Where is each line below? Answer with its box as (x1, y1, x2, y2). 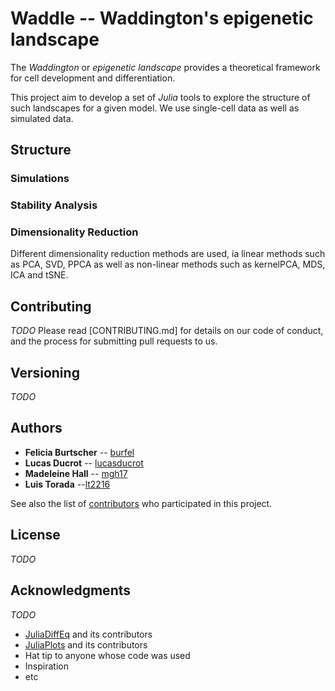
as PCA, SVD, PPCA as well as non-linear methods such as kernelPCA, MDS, (10, 258, 326, 271)
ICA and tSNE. (10, 269, 69, 281)
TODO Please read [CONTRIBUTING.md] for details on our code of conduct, (10, 325, 324, 337)
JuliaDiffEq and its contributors (24, 628, 153, 640)
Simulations (10, 172, 70, 186)
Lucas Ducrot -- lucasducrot (24, 457, 144, 469)
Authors (10, 420, 63, 437)
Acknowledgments (10, 582, 132, 599)
